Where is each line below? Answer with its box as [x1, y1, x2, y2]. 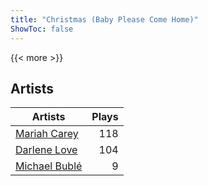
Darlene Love [15, 143, 78, 157]
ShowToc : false [10, 24, 74, 34]
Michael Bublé [15, 159, 83, 173]
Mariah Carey [15, 127, 79, 141]
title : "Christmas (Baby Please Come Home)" [10, 14, 199, 25]
